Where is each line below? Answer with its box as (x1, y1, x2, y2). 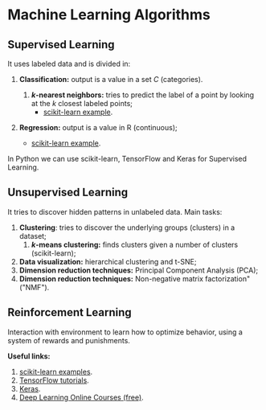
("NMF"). (18, 282, 50, 292)
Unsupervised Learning (7, 186, 129, 199)
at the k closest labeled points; (31, 99, 133, 108)
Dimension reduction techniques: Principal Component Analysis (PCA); (18, 265, 259, 275)
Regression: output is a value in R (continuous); (18, 123, 178, 132)
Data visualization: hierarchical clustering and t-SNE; (18, 256, 197, 266)
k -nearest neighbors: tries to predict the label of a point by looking (31, 90, 255, 100)
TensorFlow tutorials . (18, 375, 89, 385)
